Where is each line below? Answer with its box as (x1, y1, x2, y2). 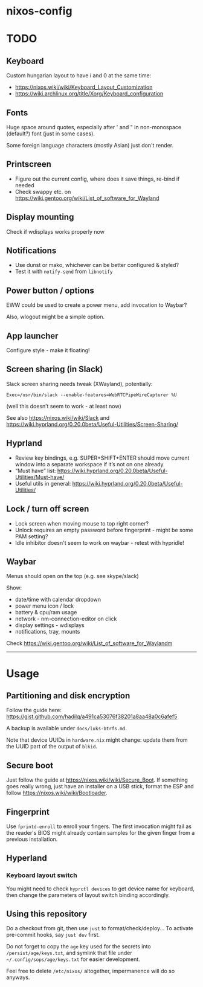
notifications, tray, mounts (14, 628, 80, 635)
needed (14, 181, 34, 188)
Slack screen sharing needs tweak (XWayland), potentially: (6, 380, 153, 387)
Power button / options (6, 285, 95, 295)
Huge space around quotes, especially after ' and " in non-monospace (6, 124, 182, 130)
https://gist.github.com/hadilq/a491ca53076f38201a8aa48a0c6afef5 (6, 713, 178, 720)
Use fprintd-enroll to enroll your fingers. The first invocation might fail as (6, 823, 192, 830)
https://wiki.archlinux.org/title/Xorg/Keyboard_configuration (14, 90, 164, 97)
